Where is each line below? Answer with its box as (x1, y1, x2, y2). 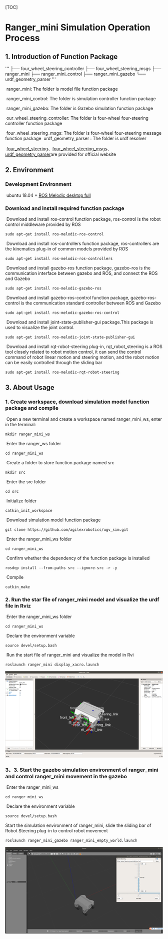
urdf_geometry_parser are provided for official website (5, 151, 116, 157)
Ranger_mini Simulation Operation (5, 22, 151, 33)
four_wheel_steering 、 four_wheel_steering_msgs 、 (6, 146, 111, 152)
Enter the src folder (6, 478, 46, 485)
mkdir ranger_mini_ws (5, 432, 50, 437)
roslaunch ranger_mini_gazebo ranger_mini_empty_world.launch (5, 838, 137, 843)
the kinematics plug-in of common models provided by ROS (5, 245, 128, 252)
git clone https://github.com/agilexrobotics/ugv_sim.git (5, 527, 128, 532)
